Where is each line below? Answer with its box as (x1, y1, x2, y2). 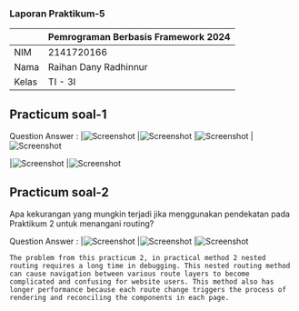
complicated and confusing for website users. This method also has (9, 276, 274, 286)
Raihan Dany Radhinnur (48, 61, 148, 74)
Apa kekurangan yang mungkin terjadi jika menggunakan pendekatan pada (9, 208, 291, 219)
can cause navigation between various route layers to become (9, 269, 250, 278)
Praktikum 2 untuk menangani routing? (9, 217, 154, 229)
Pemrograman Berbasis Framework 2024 (48, 31, 231, 44)
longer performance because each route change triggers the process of (9, 285, 286, 294)
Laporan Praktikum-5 (9, 7, 105, 20)
